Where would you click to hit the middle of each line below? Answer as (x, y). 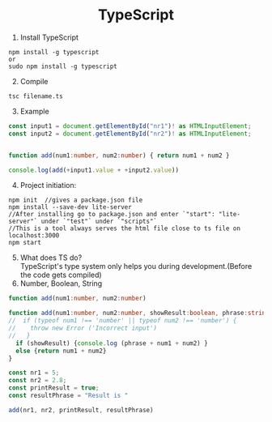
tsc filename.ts (36, 96)
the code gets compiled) (61, 275)
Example (35, 111)
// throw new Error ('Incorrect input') (83, 328)
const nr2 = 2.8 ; (38, 381)
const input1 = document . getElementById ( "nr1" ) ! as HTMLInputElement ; (130, 126)
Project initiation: (48, 185)
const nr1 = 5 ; (34, 373)
